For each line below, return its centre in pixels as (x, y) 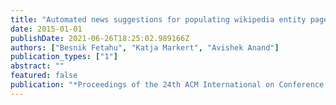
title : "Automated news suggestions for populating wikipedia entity (158, 19)
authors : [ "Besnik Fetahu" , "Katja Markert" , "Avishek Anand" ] (145, 47)
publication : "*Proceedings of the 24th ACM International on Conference (167, 85)
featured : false (44, 76)
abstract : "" (37, 66)
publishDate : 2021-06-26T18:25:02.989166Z (100, 38)
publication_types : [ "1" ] (64, 57)
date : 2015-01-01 (46, 29)
